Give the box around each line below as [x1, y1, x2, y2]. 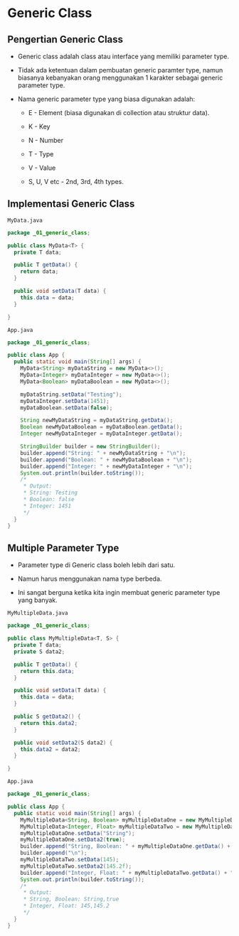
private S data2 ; [14, 648, 65, 655]
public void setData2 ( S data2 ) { [14, 739, 113, 746]
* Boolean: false [23, 496, 75, 503]
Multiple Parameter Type [7, 542, 119, 554]
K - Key [28, 122, 51, 131]
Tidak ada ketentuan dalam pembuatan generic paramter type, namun [17, 66, 223, 74]
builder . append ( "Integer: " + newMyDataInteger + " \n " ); [20, 463, 193, 470]
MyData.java [7, 217, 43, 224]
